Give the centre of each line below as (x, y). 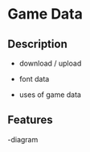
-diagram (23, 139)
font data (34, 79)
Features (30, 120)
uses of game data (50, 95)
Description (37, 44)
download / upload (50, 63)
